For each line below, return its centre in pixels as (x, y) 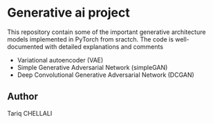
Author (22, 97)
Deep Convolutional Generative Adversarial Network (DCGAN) (106, 75)
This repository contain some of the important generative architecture (106, 32)
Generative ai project (68, 13)
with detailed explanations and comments (104, 46)
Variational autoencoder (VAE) (60, 60)
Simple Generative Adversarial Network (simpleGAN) (92, 67)
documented (25, 46)
